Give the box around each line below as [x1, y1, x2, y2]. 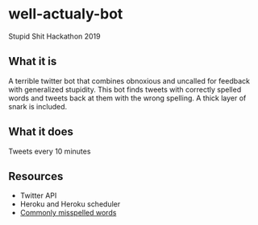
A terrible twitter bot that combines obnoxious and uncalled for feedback [8, 76, 250, 85]
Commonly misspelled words [19, 208, 117, 218]
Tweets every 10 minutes [8, 146, 91, 156]
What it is [8, 55, 57, 68]
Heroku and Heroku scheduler [19, 199, 121, 209]
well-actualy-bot [8, 5, 123, 23]
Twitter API [19, 190, 57, 201]
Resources [8, 170, 64, 183]
